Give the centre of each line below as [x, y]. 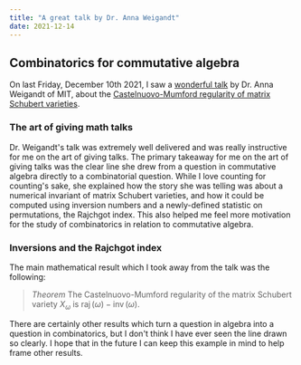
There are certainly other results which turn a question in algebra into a [141, 323]
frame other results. [46, 352]
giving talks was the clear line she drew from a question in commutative [143, 166]
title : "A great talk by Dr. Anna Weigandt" [94, 18]
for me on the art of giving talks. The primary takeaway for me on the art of [149, 157]
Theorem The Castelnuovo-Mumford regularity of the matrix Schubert [161, 294]
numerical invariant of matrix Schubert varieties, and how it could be [137, 195]
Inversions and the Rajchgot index [86, 247]
